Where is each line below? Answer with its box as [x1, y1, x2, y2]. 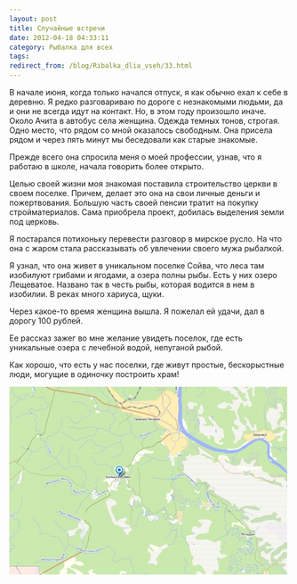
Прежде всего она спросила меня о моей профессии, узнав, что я [9, 152, 262, 162]
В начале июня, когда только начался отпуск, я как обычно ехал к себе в [9, 87, 289, 97]
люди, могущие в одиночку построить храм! [9, 369, 180, 379]
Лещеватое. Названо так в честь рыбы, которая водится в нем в [9, 279, 255, 290]
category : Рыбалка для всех [9, 43, 114, 52]
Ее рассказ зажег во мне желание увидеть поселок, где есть [9, 333, 243, 343]
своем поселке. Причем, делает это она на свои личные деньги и [9, 188, 261, 198]
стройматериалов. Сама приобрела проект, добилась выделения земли [9, 207, 285, 218]
